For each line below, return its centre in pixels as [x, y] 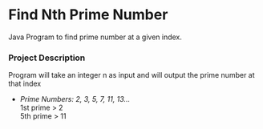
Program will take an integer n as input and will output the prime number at [131, 75]
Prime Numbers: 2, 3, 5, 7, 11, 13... [75, 99]
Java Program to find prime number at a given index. [95, 37]
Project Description [47, 58]
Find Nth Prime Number [88, 15]
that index [25, 84]
